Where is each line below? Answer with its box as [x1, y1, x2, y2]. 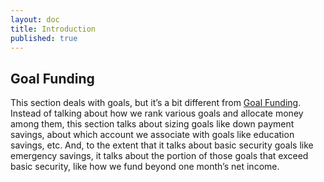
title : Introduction [10, 24, 97, 34]
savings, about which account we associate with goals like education [10, 129, 295, 141]
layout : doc [10, 14, 60, 25]
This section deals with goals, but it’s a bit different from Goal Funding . [10, 97, 302, 109]
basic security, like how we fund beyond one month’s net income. [10, 161, 280, 173]
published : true [10, 33, 78, 43]
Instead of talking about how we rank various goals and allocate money [10, 107, 304, 120]
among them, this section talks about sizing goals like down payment [10, 118, 295, 130]
